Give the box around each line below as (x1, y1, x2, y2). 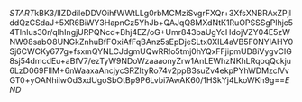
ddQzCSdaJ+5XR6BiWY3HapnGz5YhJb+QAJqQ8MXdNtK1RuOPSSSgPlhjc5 (9, 17, 294, 28)
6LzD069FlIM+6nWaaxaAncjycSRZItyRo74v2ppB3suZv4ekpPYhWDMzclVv (9, 65, 290, 76)
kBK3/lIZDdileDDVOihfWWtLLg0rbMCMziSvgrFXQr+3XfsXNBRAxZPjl (34, 8, 291, 18)
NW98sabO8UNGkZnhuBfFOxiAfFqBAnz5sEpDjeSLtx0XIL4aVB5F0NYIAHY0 (9, 36, 294, 47)
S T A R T (9, 8, 35, 18)
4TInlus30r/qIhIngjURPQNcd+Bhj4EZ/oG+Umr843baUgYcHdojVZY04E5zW (9, 27, 290, 37)
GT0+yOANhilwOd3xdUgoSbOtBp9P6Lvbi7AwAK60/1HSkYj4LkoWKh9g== (9, 75, 286, 85)
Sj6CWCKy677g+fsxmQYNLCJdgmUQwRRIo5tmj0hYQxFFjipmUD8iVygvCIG (9, 46, 293, 57)
